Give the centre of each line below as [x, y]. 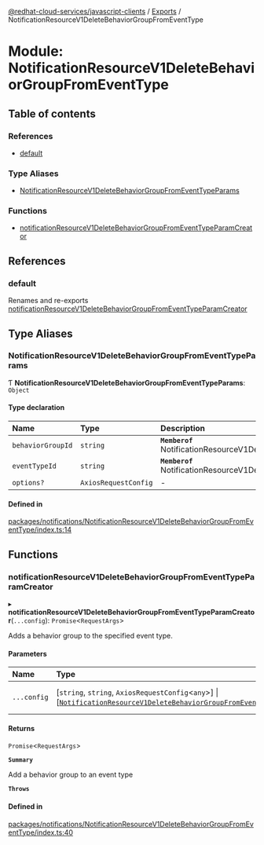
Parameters [27, 653]
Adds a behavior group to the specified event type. [90, 635]
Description [183, 429]
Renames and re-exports [48, 301]
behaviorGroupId [42, 446]
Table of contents [52, 113]
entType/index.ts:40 [40, 832]
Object [19, 390]
